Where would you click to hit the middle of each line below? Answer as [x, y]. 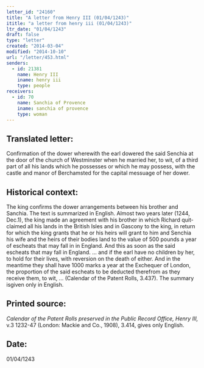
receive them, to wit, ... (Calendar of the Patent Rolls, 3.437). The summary [100, 278]
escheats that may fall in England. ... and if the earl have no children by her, [100, 252]
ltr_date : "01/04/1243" [37, 29]
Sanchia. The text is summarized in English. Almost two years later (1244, [98, 213]
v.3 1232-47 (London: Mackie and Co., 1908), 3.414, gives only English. [95, 325]
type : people [34, 86]
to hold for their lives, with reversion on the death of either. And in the [93, 259]
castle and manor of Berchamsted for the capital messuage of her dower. [98, 173]
